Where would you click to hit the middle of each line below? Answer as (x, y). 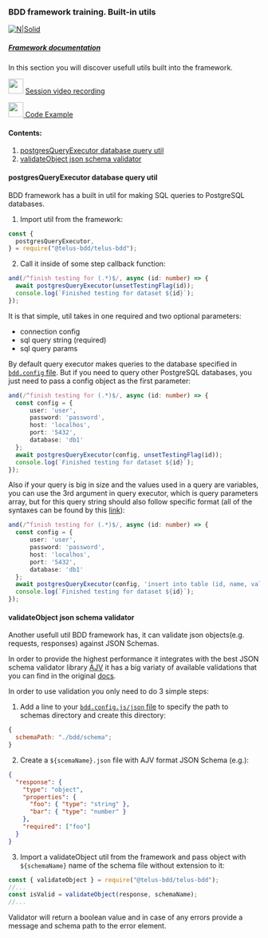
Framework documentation (55, 47)
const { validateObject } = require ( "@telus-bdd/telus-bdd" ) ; (114, 880)
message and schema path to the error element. (87, 926)
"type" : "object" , (53, 790)
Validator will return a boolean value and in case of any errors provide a (126, 917)
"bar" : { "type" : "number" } (78, 812)
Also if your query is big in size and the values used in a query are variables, (134, 485)
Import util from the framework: (71, 219)
